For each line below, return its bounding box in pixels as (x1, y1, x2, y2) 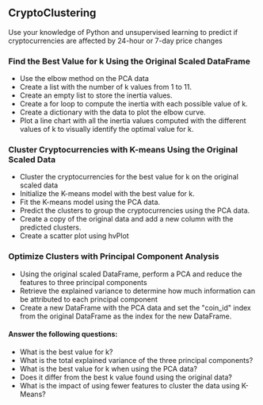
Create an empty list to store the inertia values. (19, 91, 173, 100)
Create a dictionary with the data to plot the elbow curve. (19, 107, 206, 118)
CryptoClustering (8, 6, 97, 20)
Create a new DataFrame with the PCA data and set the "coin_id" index (19, 303, 251, 312)
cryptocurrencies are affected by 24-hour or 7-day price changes (8, 36, 223, 45)
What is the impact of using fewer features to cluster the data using (19, 380, 240, 390)
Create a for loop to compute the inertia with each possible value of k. (19, 99, 248, 109)
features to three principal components (19, 277, 148, 287)
